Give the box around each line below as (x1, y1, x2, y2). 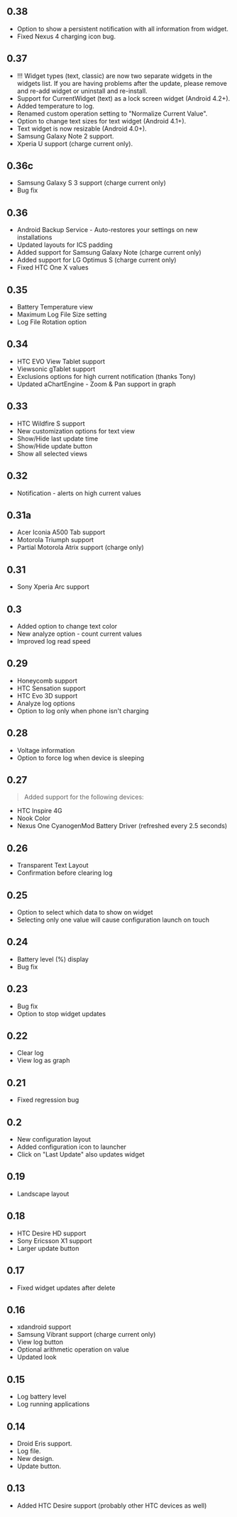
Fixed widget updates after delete (16, 1284, 116, 1292)
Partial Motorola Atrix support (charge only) (16, 543, 145, 552)
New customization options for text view (16, 426, 136, 435)
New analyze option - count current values (16, 629, 143, 638)
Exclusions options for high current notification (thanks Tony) (16, 372, 196, 380)
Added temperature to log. (16, 101, 95, 110)
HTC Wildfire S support (16, 419, 86, 428)
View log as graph (16, 1057, 70, 1065)
